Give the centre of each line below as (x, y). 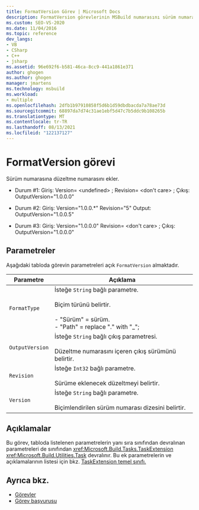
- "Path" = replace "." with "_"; (97, 327)
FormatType (24, 308)
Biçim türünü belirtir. (83, 304)
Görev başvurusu (36, 501)
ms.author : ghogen (29, 78)
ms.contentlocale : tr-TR (37, 122)
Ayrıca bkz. (28, 480)
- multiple (20, 100)
